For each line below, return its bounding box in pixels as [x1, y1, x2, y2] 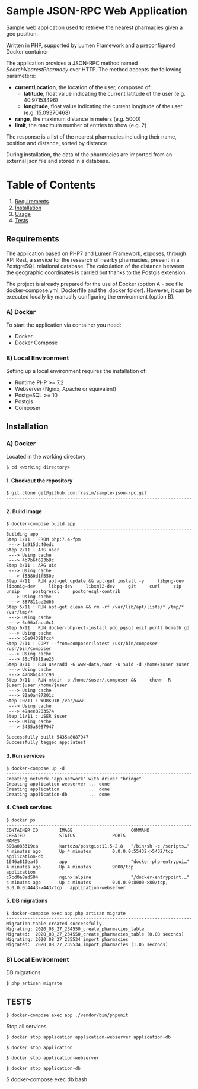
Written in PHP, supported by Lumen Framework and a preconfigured [6, 42, 175, 49]
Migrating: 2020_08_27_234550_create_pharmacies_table [6, 926, 145, 932]
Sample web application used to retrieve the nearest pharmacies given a [6, 24, 183, 31]
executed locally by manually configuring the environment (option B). [6, 293, 175, 300]
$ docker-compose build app [6, 521, 76, 527]
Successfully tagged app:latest [6, 739, 86, 746]
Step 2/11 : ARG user [6, 547, 60, 553]
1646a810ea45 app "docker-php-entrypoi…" [6, 858, 190, 865]
